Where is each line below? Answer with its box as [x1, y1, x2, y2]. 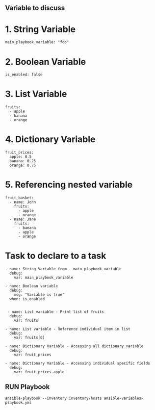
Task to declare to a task [5, 250, 106, 261]
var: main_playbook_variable [14, 275, 74, 280]
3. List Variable [5, 88, 67, 100]
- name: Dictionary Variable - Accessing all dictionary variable [5, 344, 144, 349]
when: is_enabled [9, 297, 45, 302]
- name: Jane [9, 217, 36, 222]
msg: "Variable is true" [14, 292, 65, 297]
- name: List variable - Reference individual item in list [5, 327, 131, 332]
